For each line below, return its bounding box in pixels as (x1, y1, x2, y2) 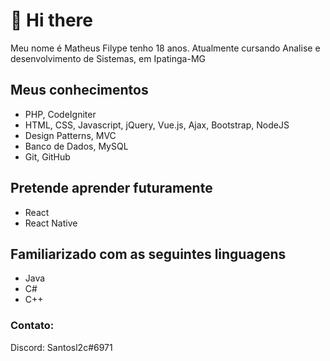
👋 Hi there (10, 9, 93, 32)
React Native (24, 217, 78, 229)
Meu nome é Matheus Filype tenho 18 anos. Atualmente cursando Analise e (10, 42, 321, 54)
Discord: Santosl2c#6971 (10, 341, 113, 353)
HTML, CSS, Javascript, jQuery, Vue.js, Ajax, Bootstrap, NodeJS (24, 119, 290, 131)
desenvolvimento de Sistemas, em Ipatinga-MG (10, 52, 206, 64)
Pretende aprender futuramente (10, 180, 213, 197)
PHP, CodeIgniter (24, 108, 97, 120)
